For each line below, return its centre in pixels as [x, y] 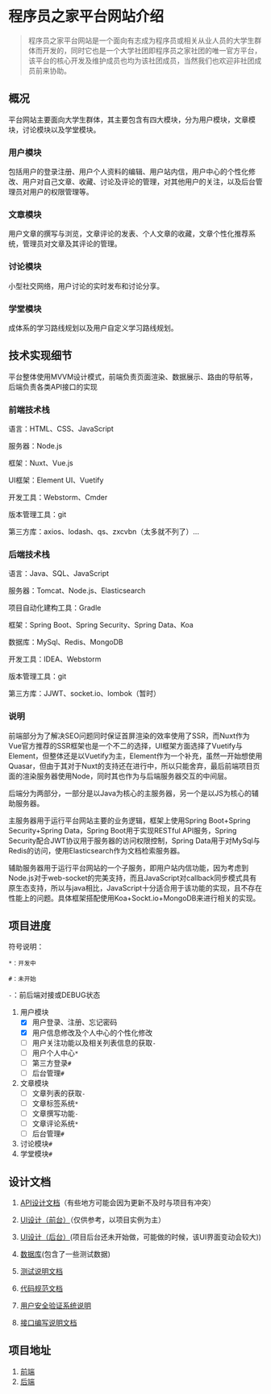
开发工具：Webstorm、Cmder [58, 498]
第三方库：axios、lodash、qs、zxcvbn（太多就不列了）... [104, 532]
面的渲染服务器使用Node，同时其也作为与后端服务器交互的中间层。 [120, 776]
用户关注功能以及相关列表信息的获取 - [94, 1042]
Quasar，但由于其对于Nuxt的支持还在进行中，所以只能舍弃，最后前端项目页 [134, 766]
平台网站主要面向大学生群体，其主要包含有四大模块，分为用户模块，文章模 [132, 119]
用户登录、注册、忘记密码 [75, 1022]
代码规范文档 [41, 1288]
